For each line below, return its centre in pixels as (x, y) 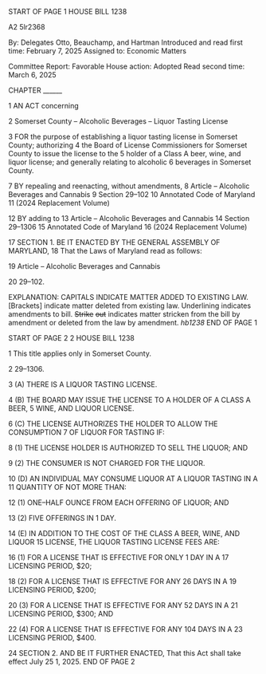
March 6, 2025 (33, 75)
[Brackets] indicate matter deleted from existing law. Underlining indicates (130, 305)
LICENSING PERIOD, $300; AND (61, 614)
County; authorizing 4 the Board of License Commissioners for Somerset (128, 145)
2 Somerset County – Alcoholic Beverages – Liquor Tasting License (118, 121)
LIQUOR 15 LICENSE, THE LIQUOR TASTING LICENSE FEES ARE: (114, 542)
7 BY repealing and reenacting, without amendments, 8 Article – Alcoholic (129, 186)
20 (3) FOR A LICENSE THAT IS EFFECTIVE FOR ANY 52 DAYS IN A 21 (123, 605)
